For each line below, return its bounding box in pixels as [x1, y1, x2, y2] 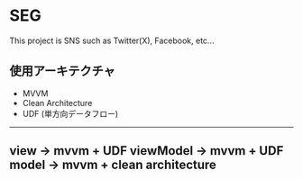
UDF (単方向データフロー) [22, 108, 119, 119]
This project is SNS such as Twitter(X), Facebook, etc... [9, 35, 215, 46]
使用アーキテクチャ [9, 64, 115, 79]
